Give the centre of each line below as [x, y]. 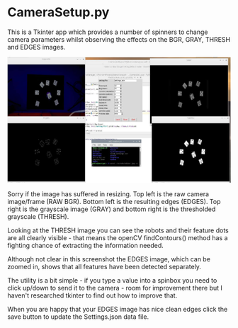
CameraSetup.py [58, 12]
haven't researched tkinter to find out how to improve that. [92, 295]
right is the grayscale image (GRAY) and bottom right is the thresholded [112, 209]
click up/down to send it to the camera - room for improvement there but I [115, 288]
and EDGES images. [36, 47]
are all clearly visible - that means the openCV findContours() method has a [118, 238]
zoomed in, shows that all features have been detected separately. [104, 267]
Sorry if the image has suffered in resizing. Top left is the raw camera [108, 194]
